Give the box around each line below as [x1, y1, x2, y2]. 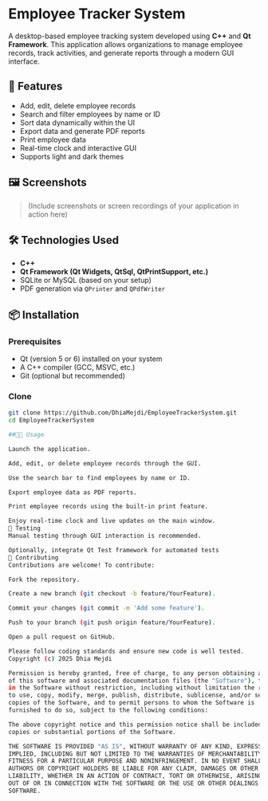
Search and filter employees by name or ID [19, 109, 161, 119]
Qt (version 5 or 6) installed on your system [19, 354, 163, 363]
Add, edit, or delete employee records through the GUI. [8, 459, 202, 467]
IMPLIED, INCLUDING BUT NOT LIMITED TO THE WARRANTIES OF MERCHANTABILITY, [8, 750, 266, 758]
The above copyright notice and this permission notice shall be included [8, 721, 262, 728]
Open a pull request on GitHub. [8, 633, 116, 642]
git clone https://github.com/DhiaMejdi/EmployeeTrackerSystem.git [8, 409, 238, 417]
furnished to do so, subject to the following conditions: [8, 706, 209, 714]
